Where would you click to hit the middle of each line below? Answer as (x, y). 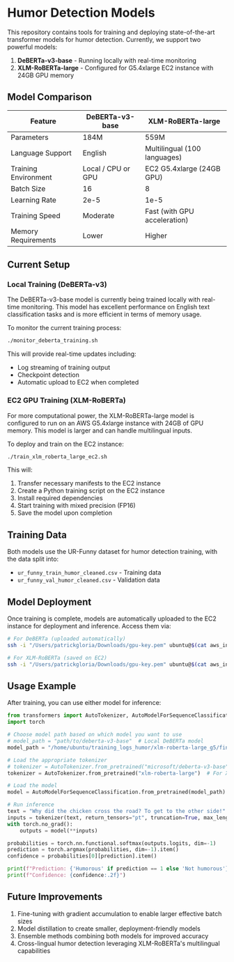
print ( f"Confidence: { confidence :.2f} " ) (67, 876)
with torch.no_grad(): (40, 824)
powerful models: (32, 47)
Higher (156, 235)
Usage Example (42, 686)
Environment (31, 177)
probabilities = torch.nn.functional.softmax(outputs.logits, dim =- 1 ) (112, 843)
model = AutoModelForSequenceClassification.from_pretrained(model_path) (117, 792)
